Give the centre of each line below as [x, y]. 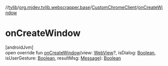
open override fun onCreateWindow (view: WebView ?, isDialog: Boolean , [81, 52]
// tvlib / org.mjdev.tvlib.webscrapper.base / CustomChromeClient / [72, 7]
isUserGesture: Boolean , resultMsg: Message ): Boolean [63, 58]
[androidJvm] [20, 47]
